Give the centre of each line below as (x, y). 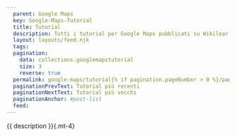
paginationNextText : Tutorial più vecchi (75, 93)
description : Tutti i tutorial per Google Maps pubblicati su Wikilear (121, 34)
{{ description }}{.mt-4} (41, 126)
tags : (21, 47)
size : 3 (30, 66)
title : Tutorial (37, 27)
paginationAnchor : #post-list (57, 100)
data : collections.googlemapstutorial (76, 60)
